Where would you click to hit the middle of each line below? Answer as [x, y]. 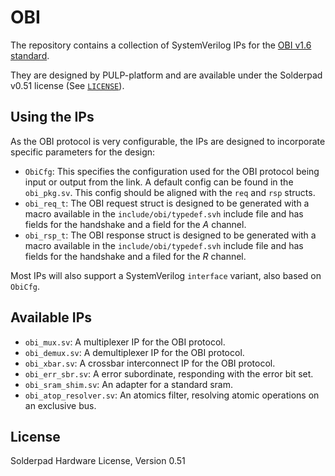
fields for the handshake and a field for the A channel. [135, 224]
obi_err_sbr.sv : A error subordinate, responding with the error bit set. [169, 373]
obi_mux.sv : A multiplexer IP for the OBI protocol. [125, 342]
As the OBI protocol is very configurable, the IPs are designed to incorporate [168, 141]
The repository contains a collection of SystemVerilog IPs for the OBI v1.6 [161, 45]
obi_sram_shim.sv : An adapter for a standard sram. [129, 384]
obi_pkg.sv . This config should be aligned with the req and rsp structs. [170, 192]
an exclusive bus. [60, 405]
